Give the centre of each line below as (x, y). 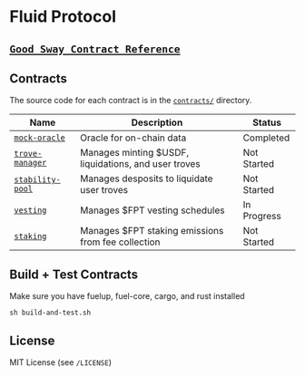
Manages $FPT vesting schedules (152, 210)
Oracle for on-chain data (133, 138)
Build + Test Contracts (74, 274)
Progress (262, 217)
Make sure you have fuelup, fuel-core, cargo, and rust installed (127, 296)
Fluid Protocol (63, 17)
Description (157, 122)
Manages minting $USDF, (134, 153)
